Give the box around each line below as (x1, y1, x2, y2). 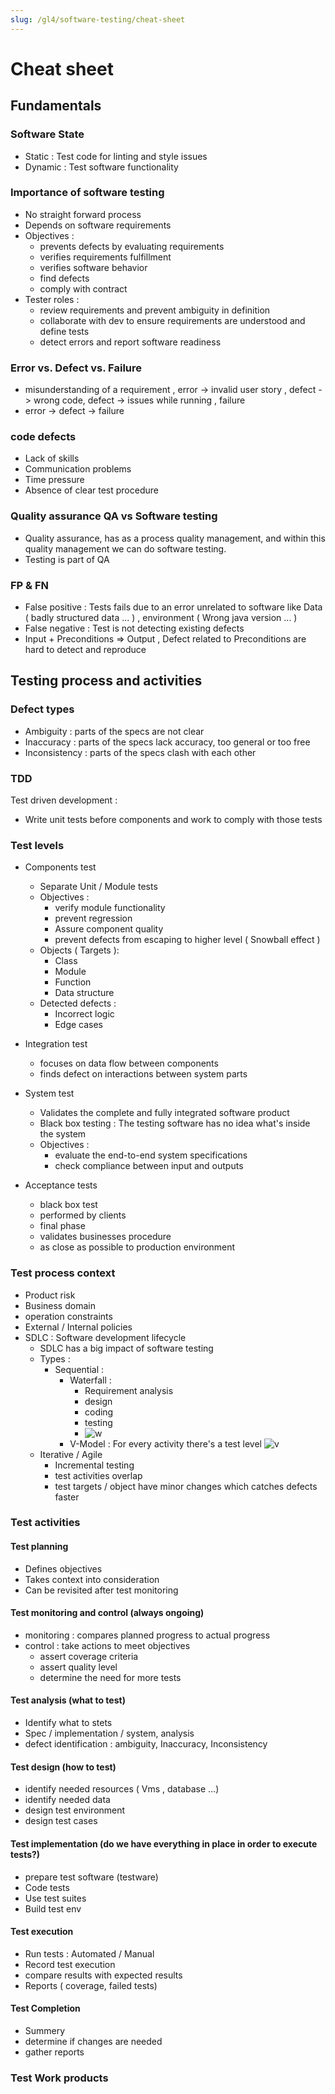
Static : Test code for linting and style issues (24, 150, 208, 162)
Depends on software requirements (24, 219, 172, 231)
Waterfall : (69, 1374, 112, 1386)
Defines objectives (24, 1562, 103, 1575)
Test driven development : (10, 794, 118, 806)
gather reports (24, 2046, 85, 2058)
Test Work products (10, 2071, 109, 2085)
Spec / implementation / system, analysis (24, 1727, 195, 1740)
